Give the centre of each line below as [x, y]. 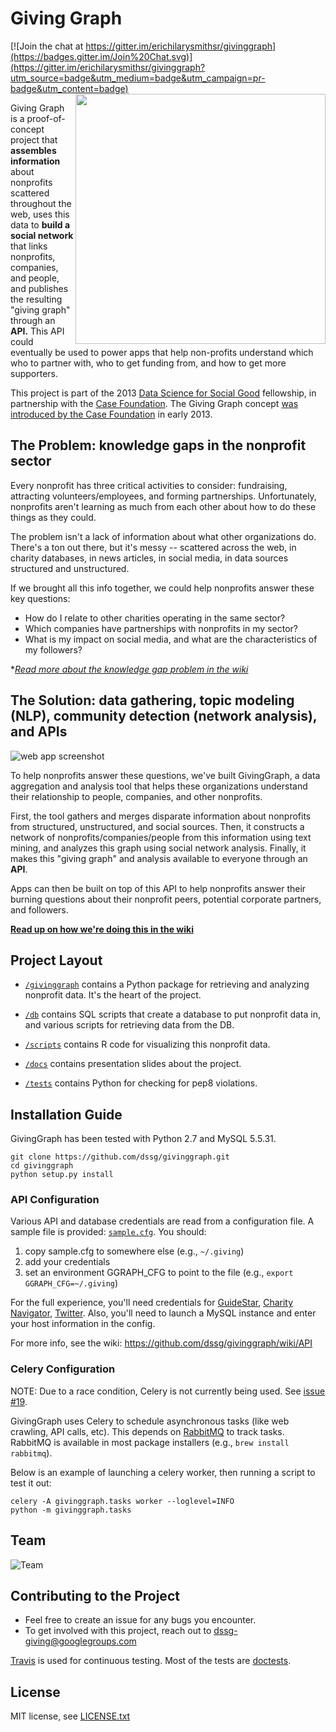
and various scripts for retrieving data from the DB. [129, 1025]
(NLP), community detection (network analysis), [164, 716]
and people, [35, 278]
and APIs [39, 732]
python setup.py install [62, 1175]
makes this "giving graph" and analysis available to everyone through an [159, 858]
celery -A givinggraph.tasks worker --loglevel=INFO [122, 1501]
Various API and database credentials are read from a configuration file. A [162, 1221]
